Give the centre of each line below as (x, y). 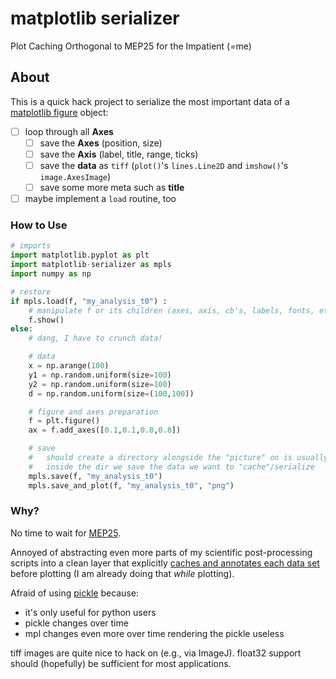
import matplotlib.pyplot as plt (80, 255)
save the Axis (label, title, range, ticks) (119, 154)
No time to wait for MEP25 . (66, 533)
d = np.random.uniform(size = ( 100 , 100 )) (111, 393)
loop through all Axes (69, 131)
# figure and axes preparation (93, 412)
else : (21, 329)
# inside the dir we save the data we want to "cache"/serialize (171, 467)
